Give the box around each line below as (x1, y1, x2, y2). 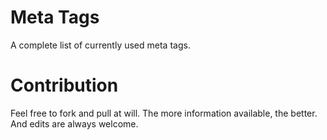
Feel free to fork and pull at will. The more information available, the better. (10, 107, 318, 119)
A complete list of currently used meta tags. (10, 39, 191, 51)
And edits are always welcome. (10, 117, 139, 130)
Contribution (10, 74, 119, 97)
